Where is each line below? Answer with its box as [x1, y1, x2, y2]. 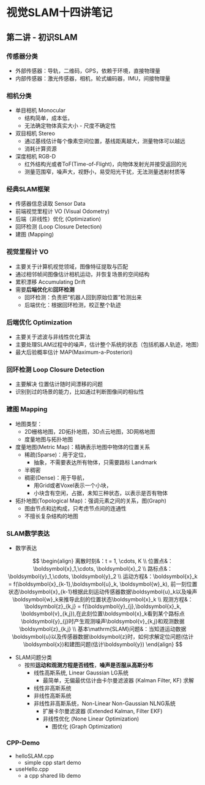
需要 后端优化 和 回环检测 [15, 286, 75, 293]
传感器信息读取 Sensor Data [15, 200, 86, 208]
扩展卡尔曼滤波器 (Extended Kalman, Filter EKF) [42, 707, 163, 714]
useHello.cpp [15, 765, 49, 773]
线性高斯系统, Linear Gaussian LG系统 [33, 669, 129, 676]
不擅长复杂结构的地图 [24, 512, 78, 520]
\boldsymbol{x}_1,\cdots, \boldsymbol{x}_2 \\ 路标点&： [32, 564, 173, 572]
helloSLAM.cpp [15, 752, 54, 760]
